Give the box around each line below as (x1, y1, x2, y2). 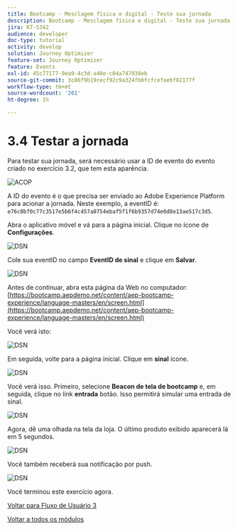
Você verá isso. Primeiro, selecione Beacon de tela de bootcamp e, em (7, 382, 216, 391)
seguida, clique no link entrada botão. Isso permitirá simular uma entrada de (7, 389, 231, 398)
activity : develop (7, 43, 62, 50)
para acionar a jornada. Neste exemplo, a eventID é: (7, 199, 160, 207)
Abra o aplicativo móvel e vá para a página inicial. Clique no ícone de (7, 220, 210, 229)
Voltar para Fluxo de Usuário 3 (7, 501, 97, 509)
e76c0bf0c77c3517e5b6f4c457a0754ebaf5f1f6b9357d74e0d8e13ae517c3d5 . (7, 207, 213, 215)
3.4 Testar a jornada (7, 133, 129, 149)
